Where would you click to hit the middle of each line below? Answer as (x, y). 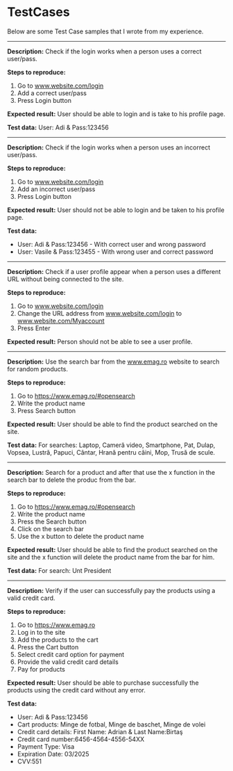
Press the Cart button (48, 647)
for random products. (37, 368)
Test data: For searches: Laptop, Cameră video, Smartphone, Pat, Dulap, (111, 445)
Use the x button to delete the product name (80, 536)
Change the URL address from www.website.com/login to (100, 313)
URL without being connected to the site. (66, 279)
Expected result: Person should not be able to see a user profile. (100, 341)
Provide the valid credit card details (68, 662)
